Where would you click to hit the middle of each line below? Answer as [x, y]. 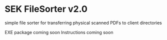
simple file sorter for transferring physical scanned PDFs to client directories [83, 23]
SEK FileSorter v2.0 [46, 9]
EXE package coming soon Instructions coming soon [59, 32]
